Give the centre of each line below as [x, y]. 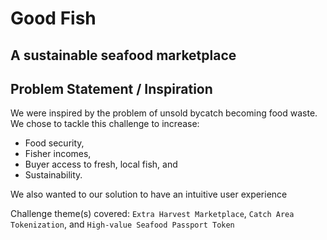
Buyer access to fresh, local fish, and [101, 164]
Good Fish [53, 18]
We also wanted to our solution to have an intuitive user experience [149, 194]
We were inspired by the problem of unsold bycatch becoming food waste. [164, 113]
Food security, [54, 143]
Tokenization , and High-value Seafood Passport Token [122, 224]
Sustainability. [53, 175]
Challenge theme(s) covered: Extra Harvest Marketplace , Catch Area [152, 214]
